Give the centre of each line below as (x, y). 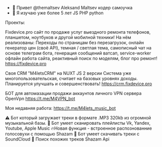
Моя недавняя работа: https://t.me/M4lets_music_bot (61, 108)
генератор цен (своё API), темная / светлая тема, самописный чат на (78, 48)
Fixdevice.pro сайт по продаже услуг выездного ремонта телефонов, (78, 32)
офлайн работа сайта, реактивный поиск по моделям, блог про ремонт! (81, 58)
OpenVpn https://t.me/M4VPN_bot (40, 98)
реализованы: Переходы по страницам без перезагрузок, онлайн (75, 43)
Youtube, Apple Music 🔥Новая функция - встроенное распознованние (79, 128)
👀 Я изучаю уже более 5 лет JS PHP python (58, 13)
